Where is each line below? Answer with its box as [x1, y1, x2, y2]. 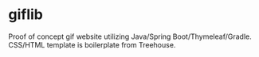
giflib [8, 6, 44, 24]
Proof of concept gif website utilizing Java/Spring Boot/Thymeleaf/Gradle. [8, 32, 253, 41]
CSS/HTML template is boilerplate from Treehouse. [8, 40, 176, 49]
